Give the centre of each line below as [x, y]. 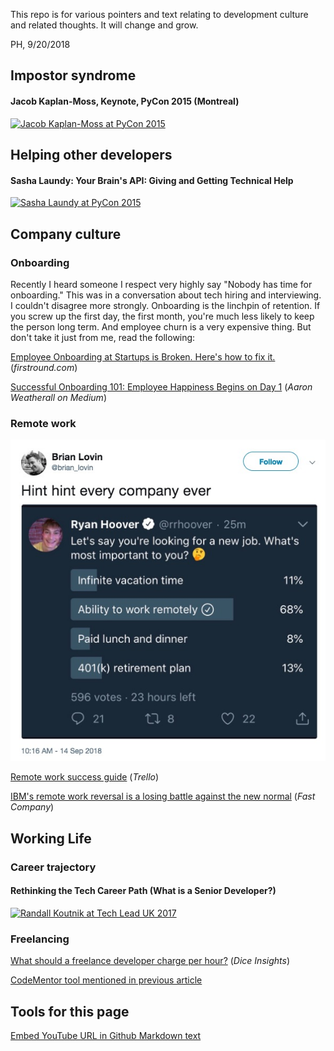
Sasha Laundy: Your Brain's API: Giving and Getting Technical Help [152, 180]
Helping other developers [91, 154]
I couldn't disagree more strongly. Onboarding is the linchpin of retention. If [165, 305]
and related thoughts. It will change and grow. [104, 25]
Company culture [66, 234]
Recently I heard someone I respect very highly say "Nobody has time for [161, 284]
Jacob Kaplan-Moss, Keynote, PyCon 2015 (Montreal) [125, 101]
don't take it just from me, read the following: [103, 337]
